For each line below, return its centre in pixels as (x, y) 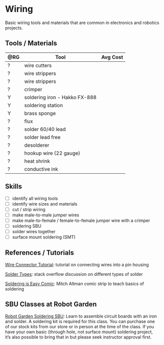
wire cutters (38, 65)
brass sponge (40, 113)
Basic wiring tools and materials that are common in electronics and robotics (82, 23)
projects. (14, 27)
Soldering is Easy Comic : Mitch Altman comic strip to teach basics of (75, 284)
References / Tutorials (40, 253)
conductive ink (41, 169)
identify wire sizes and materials (45, 204)
